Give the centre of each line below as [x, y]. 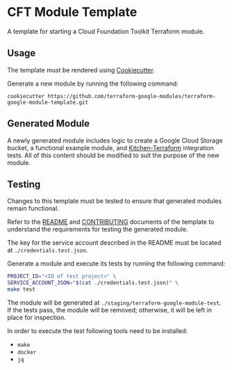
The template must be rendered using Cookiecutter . [81, 70]
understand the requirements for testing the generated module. [98, 230]
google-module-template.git [48, 102]
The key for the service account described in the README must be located [114, 243]
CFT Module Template [72, 12]
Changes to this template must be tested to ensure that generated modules [115, 201]
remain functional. [33, 209]
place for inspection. [36, 317]
